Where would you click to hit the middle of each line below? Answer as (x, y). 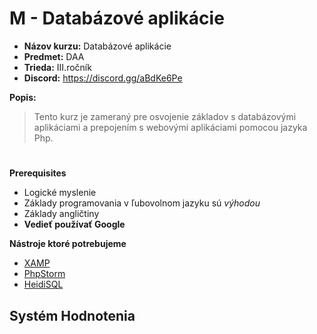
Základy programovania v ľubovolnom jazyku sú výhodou (142, 203)
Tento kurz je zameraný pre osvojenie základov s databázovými (165, 116)
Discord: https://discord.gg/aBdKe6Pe (103, 78)
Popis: (23, 97)
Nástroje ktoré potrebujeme (68, 244)
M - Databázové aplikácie (117, 18)
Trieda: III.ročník (57, 67)
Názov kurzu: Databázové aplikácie (97, 46)
